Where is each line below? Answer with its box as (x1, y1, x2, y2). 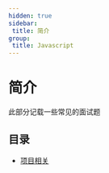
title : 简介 (11, 27, 50, 35)
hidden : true (8, 11, 52, 20)
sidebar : (8, 19, 38, 27)
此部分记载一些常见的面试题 (8, 107, 101, 117)
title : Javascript (11, 42, 74, 50)
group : (8, 34, 31, 43)
